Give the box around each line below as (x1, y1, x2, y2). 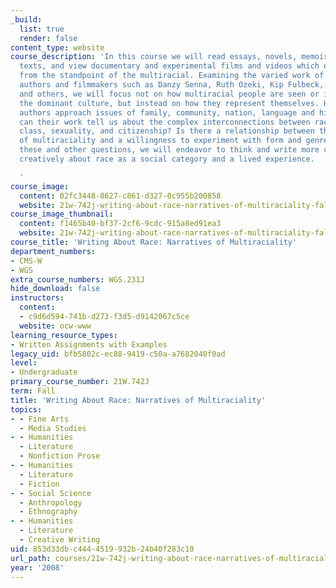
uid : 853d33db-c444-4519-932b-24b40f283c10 (10, 544, 195, 554)
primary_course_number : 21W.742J (10, 377, 150, 387)
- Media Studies (19, 423, 87, 433)
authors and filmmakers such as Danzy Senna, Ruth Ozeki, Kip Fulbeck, (19, 80, 325, 90)
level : (10, 358, 38, 368)
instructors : (10, 293, 65, 303)
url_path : (10, 553, 52, 563)
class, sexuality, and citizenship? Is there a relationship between (19, 126, 315, 136)
